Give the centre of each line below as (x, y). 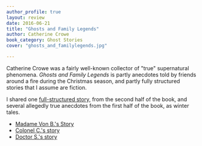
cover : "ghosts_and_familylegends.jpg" (57, 46)
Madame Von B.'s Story (44, 124)
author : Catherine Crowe (38, 35)
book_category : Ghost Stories (45, 40)
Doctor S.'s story (36, 136)
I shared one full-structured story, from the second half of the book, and (97, 99)
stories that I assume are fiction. (47, 87)
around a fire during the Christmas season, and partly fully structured (93, 81)
